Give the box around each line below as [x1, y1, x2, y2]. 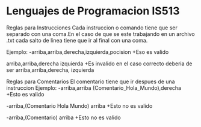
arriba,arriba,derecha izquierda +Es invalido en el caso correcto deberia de [6, 60, 193, 67]
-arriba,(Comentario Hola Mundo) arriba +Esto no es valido [6, 102, 153, 109]
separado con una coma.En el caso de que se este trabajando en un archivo [6, 30, 195, 37]
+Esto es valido [6, 90, 45, 98]
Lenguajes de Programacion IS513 [6, 4, 180, 18]
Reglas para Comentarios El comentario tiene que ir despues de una [6, 78, 176, 85]
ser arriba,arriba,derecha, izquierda [6, 66, 94, 73]
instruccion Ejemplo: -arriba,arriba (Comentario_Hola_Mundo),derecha [6, 84, 182, 91]
